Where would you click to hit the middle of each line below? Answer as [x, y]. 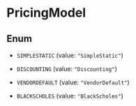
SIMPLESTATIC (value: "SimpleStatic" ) [70, 55]
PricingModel [46, 13]
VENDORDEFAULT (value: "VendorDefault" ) [73, 82]
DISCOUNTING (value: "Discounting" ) [67, 69]
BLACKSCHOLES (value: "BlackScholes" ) [70, 96]
